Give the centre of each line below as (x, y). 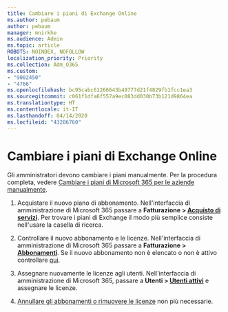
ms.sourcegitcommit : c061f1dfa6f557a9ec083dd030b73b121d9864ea (100, 97)
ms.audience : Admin (35, 39)
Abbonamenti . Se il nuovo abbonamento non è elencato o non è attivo (117, 253)
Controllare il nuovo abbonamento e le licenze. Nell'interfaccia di (109, 238)
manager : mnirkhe (32, 33)
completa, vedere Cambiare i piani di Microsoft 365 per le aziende (101, 182)
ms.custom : (23, 71)
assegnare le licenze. (47, 288)
